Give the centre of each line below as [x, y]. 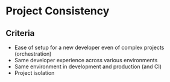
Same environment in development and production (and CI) [88, 66]
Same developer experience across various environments [86, 60]
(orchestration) [33, 54]
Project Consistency [58, 11]
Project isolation [34, 73]
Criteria [20, 33]
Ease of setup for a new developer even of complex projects [89, 47]
